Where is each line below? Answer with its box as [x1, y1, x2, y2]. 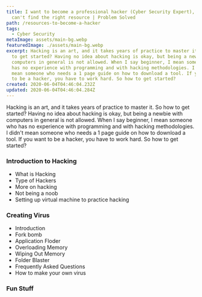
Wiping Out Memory [14, 250, 66, 257]
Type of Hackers [14, 177, 57, 184]
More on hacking [14, 183, 57, 191]
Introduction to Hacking [6, 157, 77, 165]
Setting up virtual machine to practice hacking [14, 196, 129, 203]
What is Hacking [14, 171, 56, 178]
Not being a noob [14, 190, 58, 197]
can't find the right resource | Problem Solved [11, 14, 136, 20]
